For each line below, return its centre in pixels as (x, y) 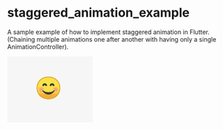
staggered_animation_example (99, 13)
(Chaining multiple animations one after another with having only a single (112, 39)
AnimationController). (38, 46)
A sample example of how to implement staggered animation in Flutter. (109, 32)
